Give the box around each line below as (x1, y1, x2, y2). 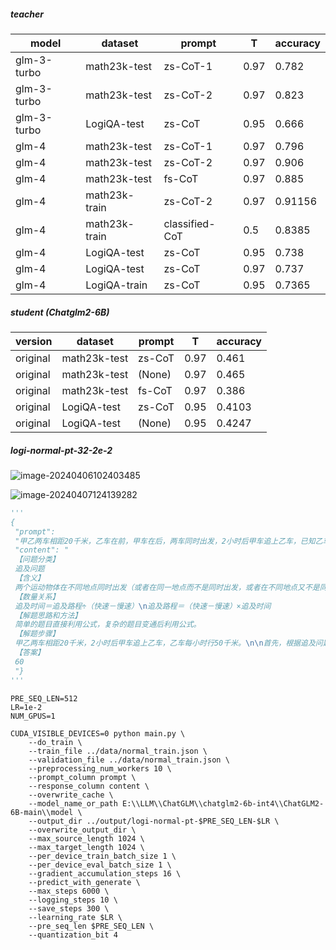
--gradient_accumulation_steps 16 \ (28, 868, 182, 879)
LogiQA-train (85, 278, 148, 292)
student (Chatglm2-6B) (10, 306, 110, 318)
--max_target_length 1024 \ (28, 842, 145, 852)
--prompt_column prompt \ (28, 772, 137, 782)
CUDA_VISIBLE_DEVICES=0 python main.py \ (10, 728, 186, 739)
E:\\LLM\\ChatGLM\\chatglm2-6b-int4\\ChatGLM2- (121, 798, 325, 809)
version (15, 334, 53, 348)
